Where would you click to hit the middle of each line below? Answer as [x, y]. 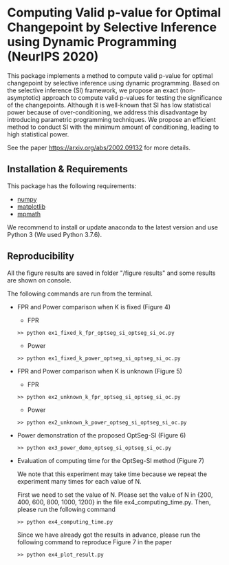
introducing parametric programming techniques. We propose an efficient [111, 119]
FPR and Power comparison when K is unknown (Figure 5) [99, 371]
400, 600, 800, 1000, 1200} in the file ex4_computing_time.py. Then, [114, 502]
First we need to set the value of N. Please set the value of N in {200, [115, 495]
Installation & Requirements [68, 169]
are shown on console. [40, 280]
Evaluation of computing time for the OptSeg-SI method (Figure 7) [111, 460]
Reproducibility [41, 256]
